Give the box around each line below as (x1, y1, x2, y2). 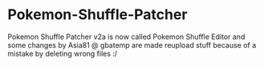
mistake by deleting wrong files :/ (7, 49, 118, 58)
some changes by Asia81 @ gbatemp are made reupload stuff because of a (7, 40, 257, 49)
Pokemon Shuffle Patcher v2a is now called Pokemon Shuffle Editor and (7, 32, 246, 41)
